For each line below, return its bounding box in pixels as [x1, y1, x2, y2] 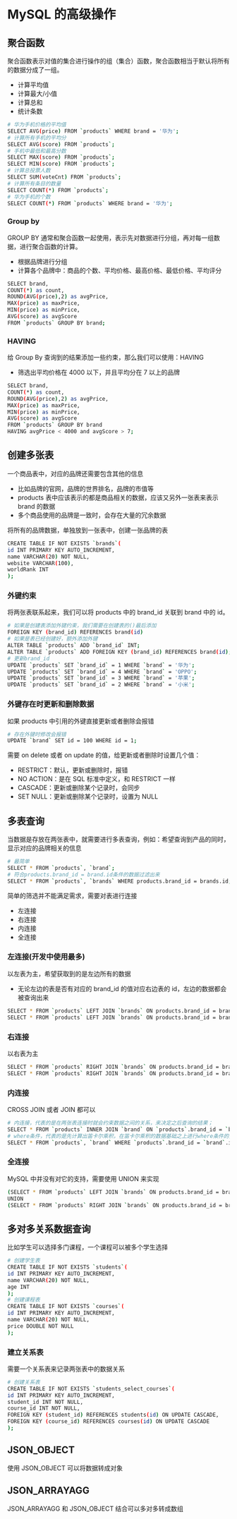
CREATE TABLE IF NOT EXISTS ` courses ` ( [7, 1303, 125, 1310]
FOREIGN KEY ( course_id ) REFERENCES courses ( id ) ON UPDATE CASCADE [7, 1418, 210, 1425]
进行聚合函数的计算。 [19, 242, 82, 250]
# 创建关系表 [7, 1379, 40, 1386]
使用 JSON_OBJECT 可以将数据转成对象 [7, 1463, 123, 1472]
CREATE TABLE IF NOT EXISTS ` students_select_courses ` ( [7, 1385, 175, 1392]
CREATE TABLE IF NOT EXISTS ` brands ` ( [7, 540, 121, 547]
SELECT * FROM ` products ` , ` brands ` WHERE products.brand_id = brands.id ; [7, 878, 232, 885]
